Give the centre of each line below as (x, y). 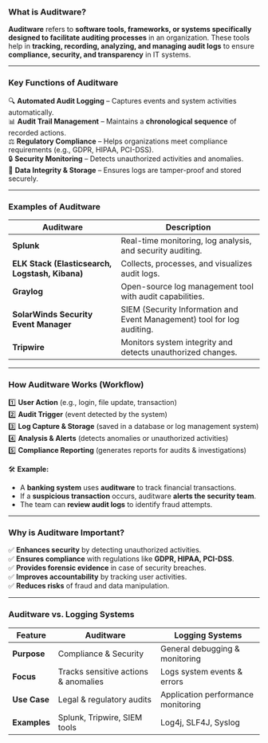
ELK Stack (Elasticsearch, (62, 263)
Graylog (28, 291)
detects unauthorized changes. (179, 352)
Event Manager (42, 324)
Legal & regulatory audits (104, 699)
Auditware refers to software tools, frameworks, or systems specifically (130, 29)
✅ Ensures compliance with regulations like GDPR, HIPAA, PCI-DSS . (121, 559)
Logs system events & (202, 671)
